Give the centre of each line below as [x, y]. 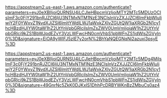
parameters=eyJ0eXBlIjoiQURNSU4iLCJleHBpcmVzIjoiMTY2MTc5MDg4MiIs [83, 59]
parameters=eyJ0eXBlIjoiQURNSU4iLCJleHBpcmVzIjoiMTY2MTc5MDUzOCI [83, 12]
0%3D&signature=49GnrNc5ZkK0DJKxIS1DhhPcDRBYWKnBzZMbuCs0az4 [83, 85]
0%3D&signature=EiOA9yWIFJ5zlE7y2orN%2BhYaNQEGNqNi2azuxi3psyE [82, 39]
